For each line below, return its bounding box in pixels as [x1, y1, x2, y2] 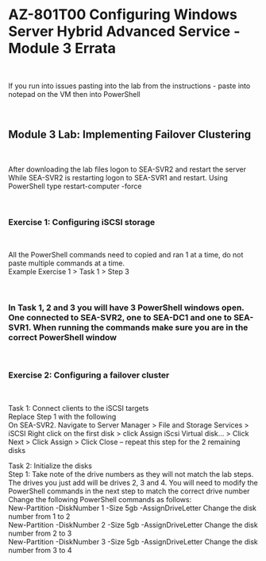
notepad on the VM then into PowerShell [8, 89, 141, 99]
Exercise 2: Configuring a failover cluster [8, 369, 170, 381]
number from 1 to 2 [8, 511, 71, 521]
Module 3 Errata [8, 40, 117, 57]
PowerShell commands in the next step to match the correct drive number [8, 486, 250, 496]
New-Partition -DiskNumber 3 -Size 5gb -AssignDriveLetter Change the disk [8, 536, 258, 546]
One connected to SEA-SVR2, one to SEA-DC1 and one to [8, 311, 233, 323]
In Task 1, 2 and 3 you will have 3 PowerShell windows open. [8, 302, 245, 313]
